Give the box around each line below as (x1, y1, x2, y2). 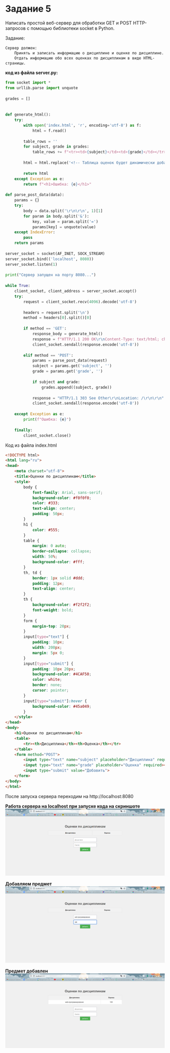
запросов (5, 25, 26, 31)
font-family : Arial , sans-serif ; (32, 490, 103, 495)
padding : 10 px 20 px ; (32, 666, 76, 672)
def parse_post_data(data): (5, 192, 65, 198)
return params (14, 240, 44, 246)
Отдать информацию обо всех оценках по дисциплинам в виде (14, 55, 142, 61)
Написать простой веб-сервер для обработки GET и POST (5, 20, 133, 26)
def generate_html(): (5, 112, 51, 117)
